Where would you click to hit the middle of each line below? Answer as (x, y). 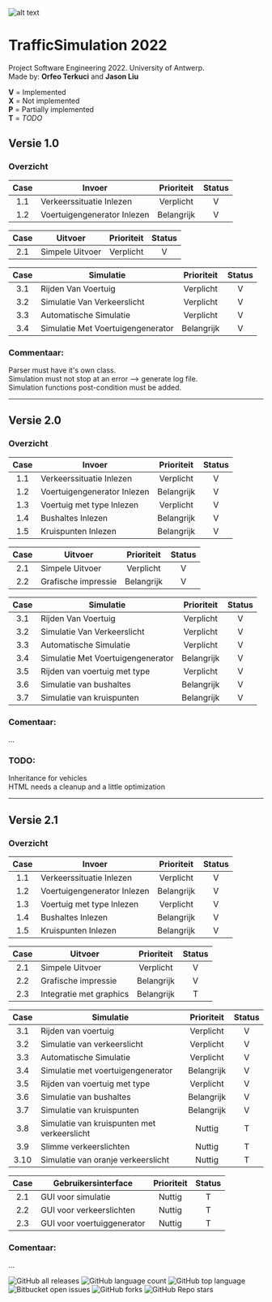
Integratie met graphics (85, 994)
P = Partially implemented (51, 109)
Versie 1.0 (34, 143)
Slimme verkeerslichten (85, 1146)
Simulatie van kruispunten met (98, 1123)
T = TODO (25, 118)
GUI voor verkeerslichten (88, 1209)
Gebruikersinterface (93, 1183)
